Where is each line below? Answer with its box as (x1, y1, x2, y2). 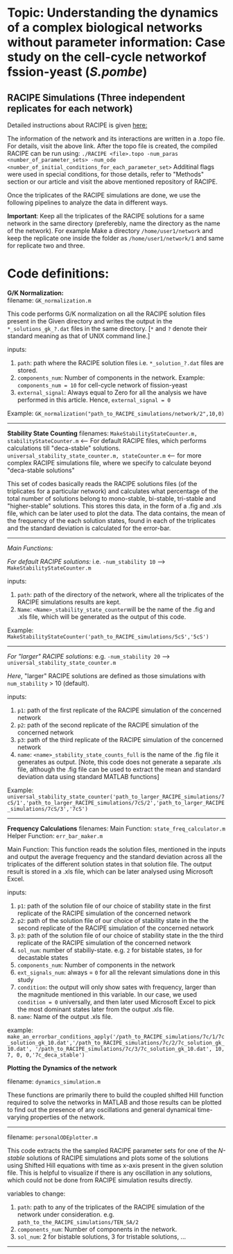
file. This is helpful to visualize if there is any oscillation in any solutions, (7, 1168, 213, 1177)
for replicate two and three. (7, 241, 85, 250)
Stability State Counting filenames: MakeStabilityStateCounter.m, (7, 429, 198, 437)
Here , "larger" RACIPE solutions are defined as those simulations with (7, 671, 206, 680)
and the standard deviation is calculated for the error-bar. (7, 524, 171, 532)
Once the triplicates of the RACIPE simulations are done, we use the (7, 191, 201, 199)
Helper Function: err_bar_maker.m (7, 831, 103, 839)
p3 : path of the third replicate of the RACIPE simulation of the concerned (17, 735, 223, 743)
